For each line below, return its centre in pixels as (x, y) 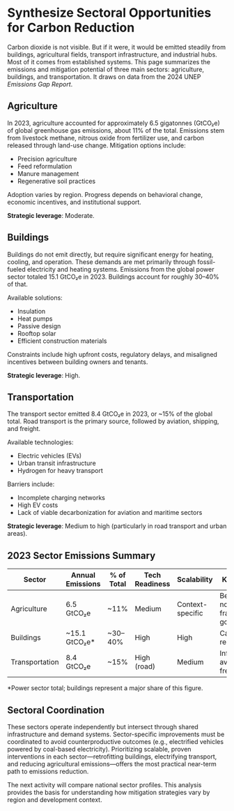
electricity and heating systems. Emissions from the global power (120, 269)
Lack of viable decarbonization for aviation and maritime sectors (110, 513)
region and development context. (55, 800)
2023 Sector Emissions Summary (81, 556)
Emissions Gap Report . (40, 84)
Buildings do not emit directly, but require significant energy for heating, (110, 254)
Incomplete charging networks (61, 498)
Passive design (39, 326)
